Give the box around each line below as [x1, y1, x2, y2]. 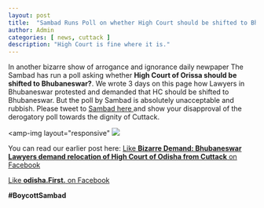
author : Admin [8, 26, 55, 34]
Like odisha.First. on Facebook [8, 176, 110, 185]
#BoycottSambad [8, 191, 67, 200]
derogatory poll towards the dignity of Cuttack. [8, 112, 159, 122]
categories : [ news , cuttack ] [8, 33, 111, 42]
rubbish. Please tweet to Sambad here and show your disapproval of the [8, 104, 242, 114]
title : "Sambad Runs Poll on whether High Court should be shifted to [8, 19, 247, 27]
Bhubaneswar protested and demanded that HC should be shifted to [8, 87, 229, 97]
